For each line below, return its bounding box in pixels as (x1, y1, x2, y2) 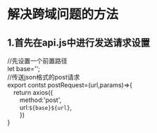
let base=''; (7, 65, 41, 72)
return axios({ (13, 89, 54, 96)
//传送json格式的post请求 (7, 73, 80, 81)
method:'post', (20, 96, 62, 104)
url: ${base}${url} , (20, 103, 73, 111)
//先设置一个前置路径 (7, 57, 68, 65)
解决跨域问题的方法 (7, 6, 119, 23)
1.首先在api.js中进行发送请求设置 (7, 37, 150, 49)
